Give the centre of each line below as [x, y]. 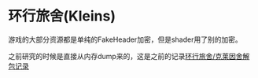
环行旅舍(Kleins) [62, 16]
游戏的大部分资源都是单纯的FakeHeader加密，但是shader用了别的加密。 [125, 39]
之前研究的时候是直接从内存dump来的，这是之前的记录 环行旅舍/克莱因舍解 [129, 56]
